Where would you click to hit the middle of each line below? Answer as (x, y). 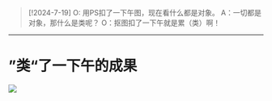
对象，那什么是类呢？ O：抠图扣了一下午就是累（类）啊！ (124, 23)
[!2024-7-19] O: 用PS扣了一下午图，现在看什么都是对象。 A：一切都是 (144, 13)
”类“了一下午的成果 (73, 66)
